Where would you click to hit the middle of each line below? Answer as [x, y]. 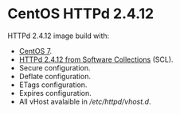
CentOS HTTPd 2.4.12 [81, 14]
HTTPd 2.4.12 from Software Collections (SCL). [96, 59]
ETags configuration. [53, 85]
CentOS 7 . [35, 51]
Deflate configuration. [55, 76]
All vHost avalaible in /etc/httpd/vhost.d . [85, 101]
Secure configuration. [55, 67]
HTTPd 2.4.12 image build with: [59, 36]
